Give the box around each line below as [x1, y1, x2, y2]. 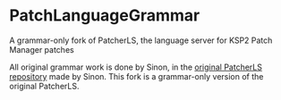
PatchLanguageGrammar [9, 5, 200, 26]
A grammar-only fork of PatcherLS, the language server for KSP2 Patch [9, 35, 273, 46]
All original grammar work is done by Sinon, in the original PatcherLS [9, 62, 262, 72]
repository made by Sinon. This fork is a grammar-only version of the [9, 71, 264, 81]
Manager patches [9, 44, 74, 54]
